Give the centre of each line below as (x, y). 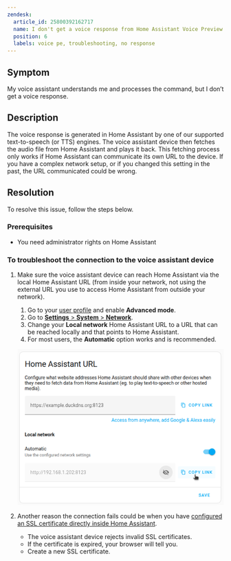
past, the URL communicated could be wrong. (72, 171)
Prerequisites (30, 227)
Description (33, 118)
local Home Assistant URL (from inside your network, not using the (111, 282)
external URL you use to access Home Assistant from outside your (111, 290)
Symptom (29, 72)
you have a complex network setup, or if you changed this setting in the (109, 163)
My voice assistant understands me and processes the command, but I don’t (115, 89)
